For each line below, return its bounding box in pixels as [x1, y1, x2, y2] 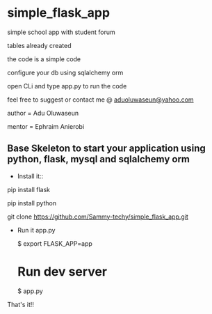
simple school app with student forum [7, 28, 116, 36]
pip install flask [7, 185, 51, 194]
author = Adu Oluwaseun [7, 109, 79, 117]
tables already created [7, 41, 72, 49]
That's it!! [7, 300, 35, 308]
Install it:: [17, 172, 44, 180]
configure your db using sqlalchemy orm [7, 68, 124, 77]
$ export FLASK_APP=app [17, 239, 92, 248]
